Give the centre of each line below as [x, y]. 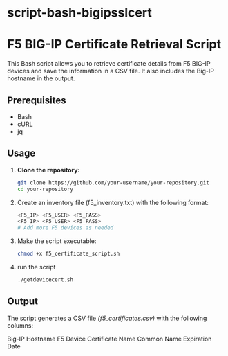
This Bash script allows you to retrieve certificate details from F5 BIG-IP [109, 64]
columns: [20, 325]
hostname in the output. [41, 78]
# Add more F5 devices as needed [65, 228]
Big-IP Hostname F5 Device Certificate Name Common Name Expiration [110, 339]
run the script [36, 267]
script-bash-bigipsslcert [79, 13]
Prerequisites [37, 100]
